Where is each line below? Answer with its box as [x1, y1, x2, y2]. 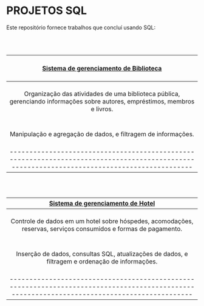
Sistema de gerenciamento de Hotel [49, 199, 155, 207]
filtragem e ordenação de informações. [46, 257, 158, 265]
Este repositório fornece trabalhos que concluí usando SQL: [6, 24, 156, 31]
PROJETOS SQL [6, 4, 87, 18]
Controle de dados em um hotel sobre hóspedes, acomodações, [10, 217, 194, 225]
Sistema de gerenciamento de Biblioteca [42, 64, 162, 72]
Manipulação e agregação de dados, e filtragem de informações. [10, 130, 194, 138]
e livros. [90, 105, 114, 113]
